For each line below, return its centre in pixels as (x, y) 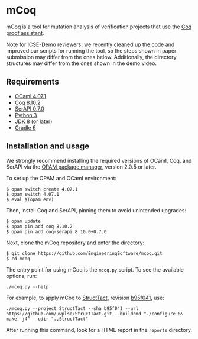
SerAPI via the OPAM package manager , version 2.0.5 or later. (81, 167)
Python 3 (26, 115)
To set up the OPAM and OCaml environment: (61, 178)
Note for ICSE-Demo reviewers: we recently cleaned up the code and (90, 44)
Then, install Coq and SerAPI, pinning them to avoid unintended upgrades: (96, 210)
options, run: (22, 276)
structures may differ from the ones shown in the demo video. (82, 63)
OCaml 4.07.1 (30, 96)
